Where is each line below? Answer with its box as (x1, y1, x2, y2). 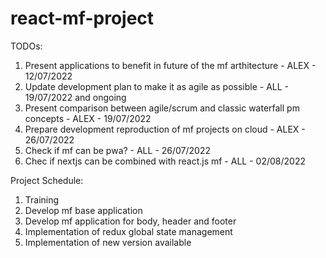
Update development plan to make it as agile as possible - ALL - (24, 80, 290, 92)
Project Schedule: (10, 174, 84, 186)
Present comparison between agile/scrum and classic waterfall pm (24, 102, 300, 114)
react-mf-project (10, 7, 155, 30)
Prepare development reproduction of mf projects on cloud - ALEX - (24, 123, 306, 135)
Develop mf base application (24, 204, 143, 216)
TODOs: (10, 40, 43, 52)
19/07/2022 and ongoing (24, 91, 127, 103)
